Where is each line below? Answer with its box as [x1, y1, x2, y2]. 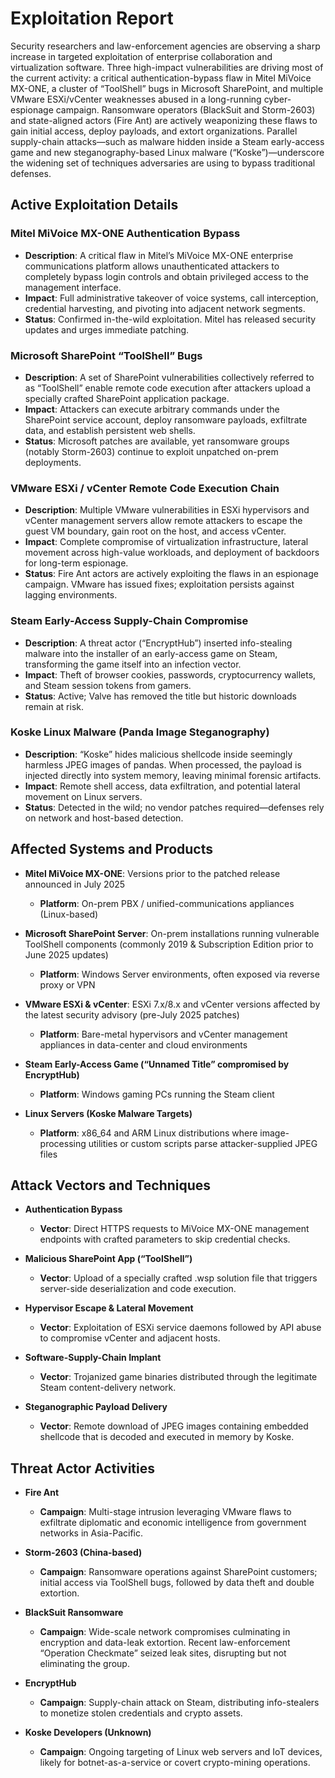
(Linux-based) [39, 908, 99, 920]
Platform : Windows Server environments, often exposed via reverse [39, 968, 320, 980]
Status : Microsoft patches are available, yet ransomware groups [24, 435, 290, 447]
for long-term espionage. [24, 557, 129, 569]
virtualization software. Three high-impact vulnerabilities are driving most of [10, 61, 324, 73]
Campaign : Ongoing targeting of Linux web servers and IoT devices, [39, 1746, 323, 1758]
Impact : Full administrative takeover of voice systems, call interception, [24, 292, 319, 304]
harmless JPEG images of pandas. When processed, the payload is [24, 758, 302, 771]
